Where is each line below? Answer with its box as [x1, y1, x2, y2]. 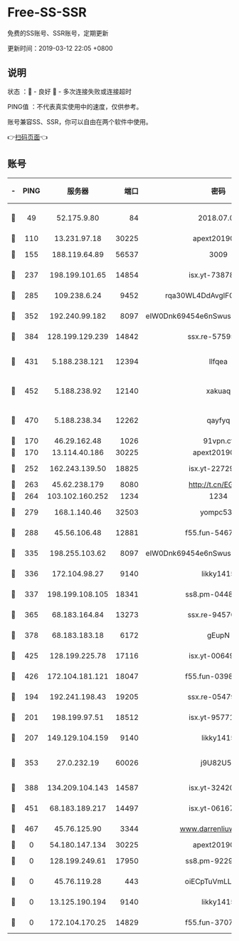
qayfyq [206, 415, 230, 425]
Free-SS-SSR [7, 4, 87, 21]
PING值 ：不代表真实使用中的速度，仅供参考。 [7, 102, 143, 111]
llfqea [208, 356, 228, 366]
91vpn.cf [203, 436, 234, 446]
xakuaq [206, 386, 231, 396]
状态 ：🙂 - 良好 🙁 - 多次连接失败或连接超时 [7, 87, 132, 96]
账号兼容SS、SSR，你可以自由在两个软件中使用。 [7, 117, 152, 126]
